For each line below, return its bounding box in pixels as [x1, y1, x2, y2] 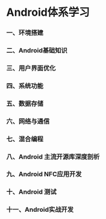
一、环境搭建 [6, 28, 44, 37]
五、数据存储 [6, 99, 44, 107]
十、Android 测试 [6, 188, 57, 196]
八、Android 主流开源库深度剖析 [6, 152, 100, 160]
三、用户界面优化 [6, 64, 56, 72]
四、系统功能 [6, 81, 44, 90]
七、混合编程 [6, 135, 44, 143]
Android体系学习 [6, 5, 90, 19]
